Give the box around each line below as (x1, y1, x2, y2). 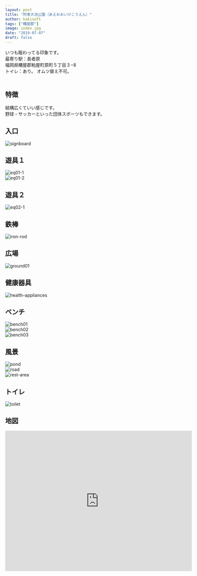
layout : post (5, 7, 32, 12)
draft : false (5, 35, 32, 40)
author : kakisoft (5, 16, 41, 21)
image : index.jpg (5, 26, 41, 31)
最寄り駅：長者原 (5, 55, 40, 61)
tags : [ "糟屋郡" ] (5, 21, 39, 26)
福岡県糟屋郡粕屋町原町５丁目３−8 (5, 62, 76, 68)
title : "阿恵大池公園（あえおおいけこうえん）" (5, 12, 92, 17)
